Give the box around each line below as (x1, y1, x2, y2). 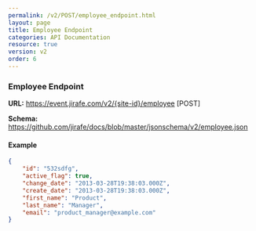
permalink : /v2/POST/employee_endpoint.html (8, 11, 156, 20)
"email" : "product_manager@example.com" (22, 208, 156, 216)
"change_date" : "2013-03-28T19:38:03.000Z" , (22, 179, 170, 187)
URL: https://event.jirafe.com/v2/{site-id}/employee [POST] (8, 99, 201, 108)
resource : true (8, 41, 58, 49)
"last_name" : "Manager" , (22, 201, 104, 209)
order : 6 (8, 56, 37, 63)
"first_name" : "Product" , (22, 193, 108, 202)
